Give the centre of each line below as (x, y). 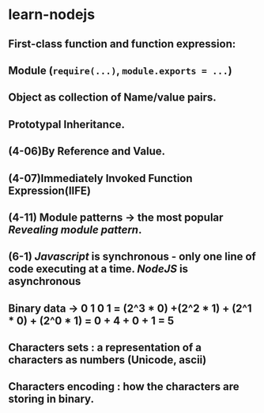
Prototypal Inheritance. (66, 124)
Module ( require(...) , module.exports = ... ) (120, 70)
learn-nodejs (52, 15)
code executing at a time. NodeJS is (98, 269)
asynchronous (45, 281)
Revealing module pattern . (75, 230)
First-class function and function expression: (122, 44)
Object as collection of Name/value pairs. (113, 98)
